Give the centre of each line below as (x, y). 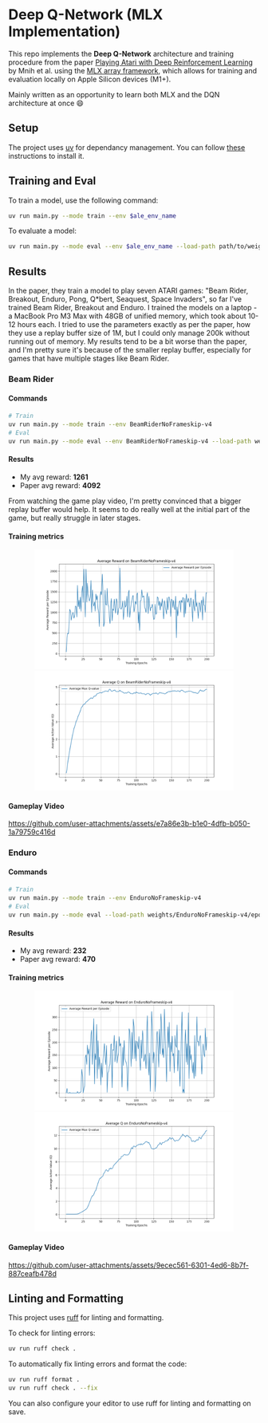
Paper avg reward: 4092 (60, 485)
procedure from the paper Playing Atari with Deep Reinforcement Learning (130, 62)
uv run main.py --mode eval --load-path (77, 915)
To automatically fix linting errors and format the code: (98, 1364)
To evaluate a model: (43, 231)
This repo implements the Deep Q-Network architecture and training (121, 53)
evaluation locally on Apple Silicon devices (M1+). (90, 79)
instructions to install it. (47, 156)
